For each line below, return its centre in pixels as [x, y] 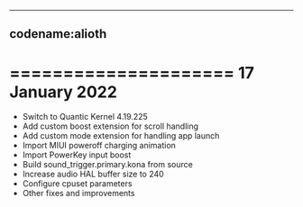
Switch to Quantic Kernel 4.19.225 [85, 117]
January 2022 [63, 92]
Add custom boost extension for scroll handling [110, 126]
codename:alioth [58, 34]
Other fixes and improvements [78, 193]
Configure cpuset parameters [77, 184]
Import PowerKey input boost [77, 155]
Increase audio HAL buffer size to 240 [93, 174]
